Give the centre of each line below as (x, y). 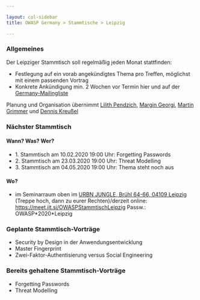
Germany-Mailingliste (42, 93)
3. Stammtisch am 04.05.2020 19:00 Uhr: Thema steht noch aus (94, 167)
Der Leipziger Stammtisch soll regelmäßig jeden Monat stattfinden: (89, 62)
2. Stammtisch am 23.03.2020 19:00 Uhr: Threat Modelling (88, 161)
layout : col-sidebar (32, 17)
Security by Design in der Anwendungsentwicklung (79, 242)
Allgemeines (25, 49)
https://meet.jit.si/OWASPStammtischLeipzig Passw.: (80, 207)
